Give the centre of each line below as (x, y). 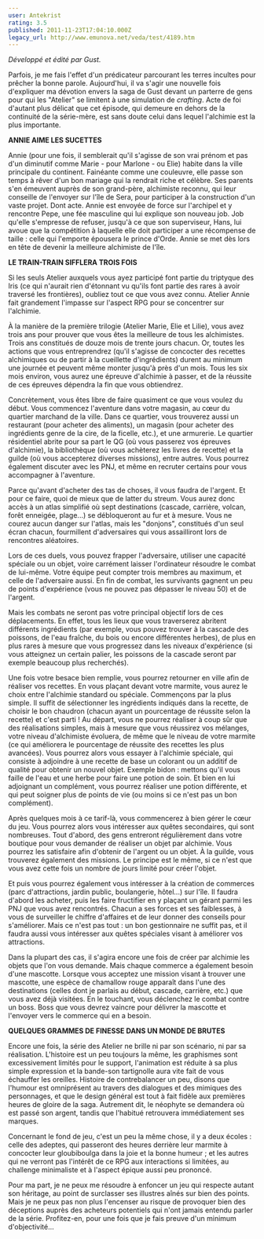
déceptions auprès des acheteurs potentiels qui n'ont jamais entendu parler (130, 1210)
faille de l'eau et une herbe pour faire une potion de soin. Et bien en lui (122, 778)
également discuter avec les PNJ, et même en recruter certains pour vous (128, 467)
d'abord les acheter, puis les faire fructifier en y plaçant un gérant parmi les (130, 900)
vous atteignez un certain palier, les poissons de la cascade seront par (123, 654)
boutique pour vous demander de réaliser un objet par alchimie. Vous (120, 843)
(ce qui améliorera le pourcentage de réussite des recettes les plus (116, 745)
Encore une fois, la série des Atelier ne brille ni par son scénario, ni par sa (127, 1047)
